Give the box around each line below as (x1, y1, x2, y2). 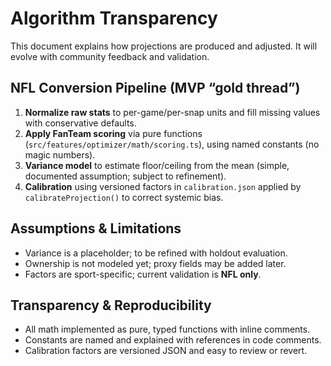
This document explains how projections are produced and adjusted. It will (10, 40, 318, 52)
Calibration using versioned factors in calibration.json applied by (24, 180, 302, 192)
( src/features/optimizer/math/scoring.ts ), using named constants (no (24, 138, 320, 150)
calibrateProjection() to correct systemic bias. (24, 191, 224, 203)
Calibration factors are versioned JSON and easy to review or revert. (24, 345, 308, 357)
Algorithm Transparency (10, 7, 218, 30)
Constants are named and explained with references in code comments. (24, 334, 322, 346)
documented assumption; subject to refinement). (24, 170, 227, 182)
